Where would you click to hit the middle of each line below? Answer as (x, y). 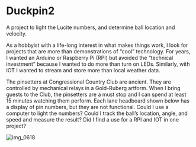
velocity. (17, 33)
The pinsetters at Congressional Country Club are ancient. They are (89, 82)
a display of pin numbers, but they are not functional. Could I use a (87, 107)
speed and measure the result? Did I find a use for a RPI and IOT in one (93, 119)
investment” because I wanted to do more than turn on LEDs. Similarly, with (98, 64)
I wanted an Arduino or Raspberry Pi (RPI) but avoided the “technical (90, 57)
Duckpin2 (30, 11)
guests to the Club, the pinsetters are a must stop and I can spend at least (96, 94)
